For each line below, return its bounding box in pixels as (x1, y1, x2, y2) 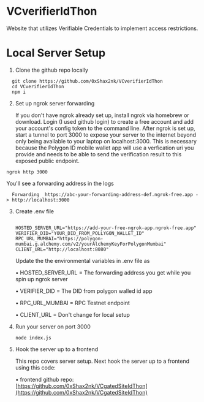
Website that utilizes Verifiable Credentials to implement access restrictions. (6, 25, 198, 32)
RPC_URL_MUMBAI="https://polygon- (15, 235, 104, 241)
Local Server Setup (6, 46, 106, 60)
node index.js (15, 335, 51, 341)
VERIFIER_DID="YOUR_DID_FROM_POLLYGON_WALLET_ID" (15, 230, 145, 237)
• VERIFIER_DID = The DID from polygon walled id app (15, 287, 153, 295)
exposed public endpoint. (15, 157, 80, 164)
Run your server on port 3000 (15, 323, 91, 330)
